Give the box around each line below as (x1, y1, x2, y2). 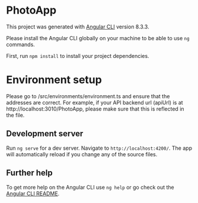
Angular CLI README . (6, 190, 60, 197)
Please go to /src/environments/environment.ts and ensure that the (6, 92, 170, 99)
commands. (6, 41, 36, 48)
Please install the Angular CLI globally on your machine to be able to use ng (6, 34, 190, 41)
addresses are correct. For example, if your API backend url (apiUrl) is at (6, 99, 183, 106)
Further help (6, 168, 53, 178)
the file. (6, 111, 25, 118)
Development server (6, 128, 84, 139)
